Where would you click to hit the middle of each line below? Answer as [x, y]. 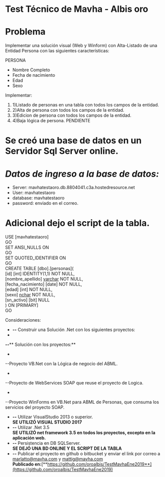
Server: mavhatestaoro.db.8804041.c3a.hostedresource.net [74, 188]
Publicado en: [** [30, 464]
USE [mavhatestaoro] [27, 237]
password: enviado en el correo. [45, 203]
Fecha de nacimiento [34, 75]
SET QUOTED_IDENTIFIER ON [35, 258]
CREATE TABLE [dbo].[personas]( [39, 269]
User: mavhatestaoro [34, 193]
